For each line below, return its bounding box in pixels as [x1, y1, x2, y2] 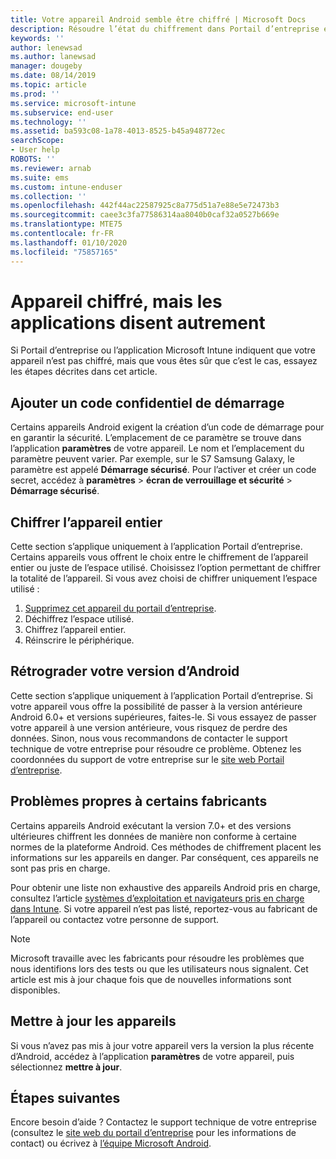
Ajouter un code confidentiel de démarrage [10, 394, 285, 411]
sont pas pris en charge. [10, 862, 111, 874]
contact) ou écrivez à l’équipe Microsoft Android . [10, 1137, 212, 1150]
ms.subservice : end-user [10, 107, 114, 118]
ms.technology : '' [10, 117, 87, 127]
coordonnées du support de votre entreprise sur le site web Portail [10, 753, 285, 765]
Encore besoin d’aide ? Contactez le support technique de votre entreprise [10, 1116, 317, 1128]
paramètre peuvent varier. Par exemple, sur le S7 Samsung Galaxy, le [10, 453, 295, 465]
